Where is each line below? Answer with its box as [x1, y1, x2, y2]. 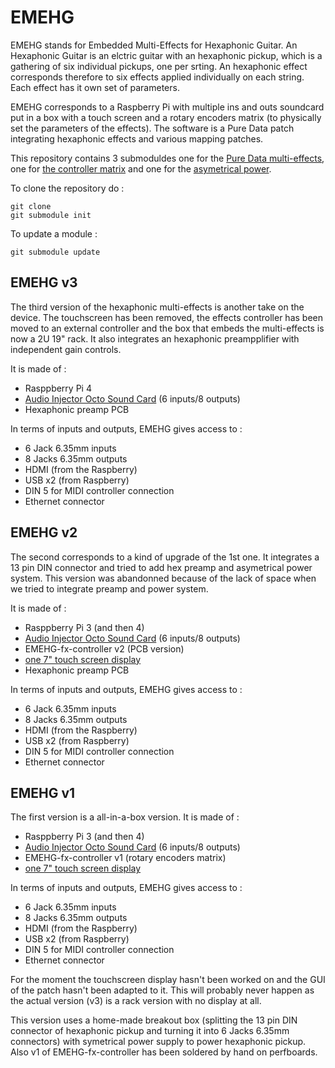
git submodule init [10, 210, 92, 220]
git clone [10, 201, 52, 211]
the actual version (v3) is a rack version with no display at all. [10, 995, 262, 1007]
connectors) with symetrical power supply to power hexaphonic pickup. [10, 1036, 307, 1048]
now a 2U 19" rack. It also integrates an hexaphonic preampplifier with [10, 332, 300, 345]
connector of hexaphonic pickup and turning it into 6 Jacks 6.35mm [10, 1025, 290, 1037]
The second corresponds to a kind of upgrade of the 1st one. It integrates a [10, 551, 320, 563]
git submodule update [10, 247, 101, 257]
